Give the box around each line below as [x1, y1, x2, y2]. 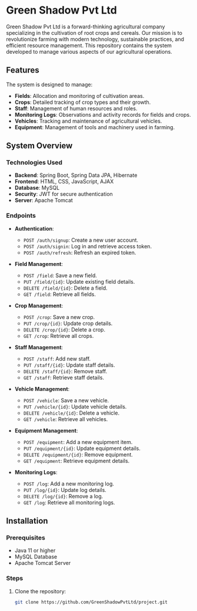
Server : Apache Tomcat [14, 197, 74, 204]
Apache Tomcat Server [14, 560, 71, 567]
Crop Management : [14, 302, 64, 309]
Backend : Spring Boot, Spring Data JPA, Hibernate [14, 172, 138, 179]
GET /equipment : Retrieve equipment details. [23, 457, 130, 464]
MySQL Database [14, 553, 58, 560]
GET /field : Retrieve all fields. [23, 290, 96, 298]
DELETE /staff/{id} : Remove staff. [23, 367, 108, 375]
